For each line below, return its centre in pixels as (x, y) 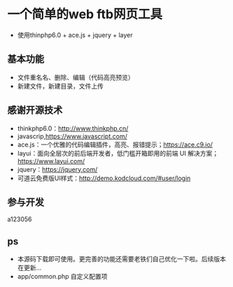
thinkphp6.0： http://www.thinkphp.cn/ (73, 128)
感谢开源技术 (35, 110)
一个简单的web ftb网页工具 (85, 14)
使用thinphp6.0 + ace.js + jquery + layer (75, 35)
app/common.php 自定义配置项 (62, 277)
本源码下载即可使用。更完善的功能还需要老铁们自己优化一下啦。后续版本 (121, 259)
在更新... (29, 268)
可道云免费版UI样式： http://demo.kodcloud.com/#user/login (104, 178)
